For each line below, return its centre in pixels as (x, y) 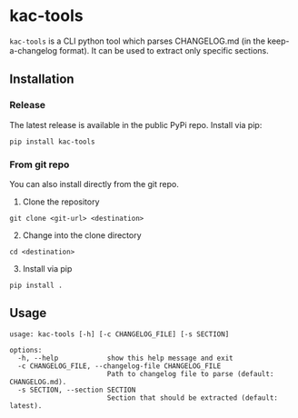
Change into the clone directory (82, 235)
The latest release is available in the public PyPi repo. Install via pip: (136, 124)
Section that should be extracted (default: (193, 398)
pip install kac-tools (52, 142)
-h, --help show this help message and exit (125, 358)
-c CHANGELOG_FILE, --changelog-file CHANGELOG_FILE (119, 366)
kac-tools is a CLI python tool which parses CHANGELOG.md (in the (138, 41)
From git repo (40, 164)
